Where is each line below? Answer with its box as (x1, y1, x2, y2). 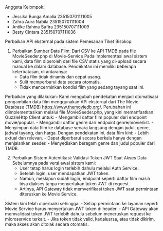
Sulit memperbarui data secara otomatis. (19, 79, 101, 85)
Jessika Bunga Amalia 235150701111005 (12, 14, 92, 19)
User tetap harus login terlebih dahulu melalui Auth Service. (19, 165, 139, 171)
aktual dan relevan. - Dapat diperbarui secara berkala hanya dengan (5, 135, 142, 141)
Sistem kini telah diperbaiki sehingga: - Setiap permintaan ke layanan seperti (5, 201, 159, 206)
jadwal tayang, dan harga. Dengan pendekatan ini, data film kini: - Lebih (5, 130, 149, 135)
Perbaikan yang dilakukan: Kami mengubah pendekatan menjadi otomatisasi (5, 94, 158, 99)
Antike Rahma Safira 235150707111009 (12, 24, 90, 30)
